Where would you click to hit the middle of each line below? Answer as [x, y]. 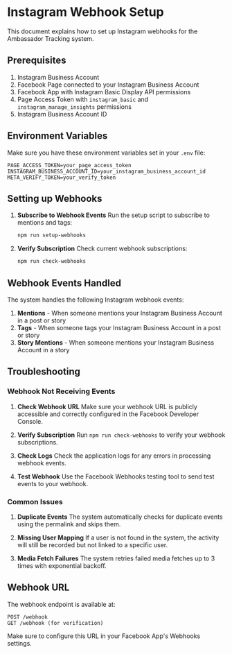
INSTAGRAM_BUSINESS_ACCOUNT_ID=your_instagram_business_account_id [107, 171]
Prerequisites [37, 61]
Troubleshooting [44, 372]
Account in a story [43, 350]
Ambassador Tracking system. [51, 38]
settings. [20, 643]
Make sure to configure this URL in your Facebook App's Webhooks [104, 636]
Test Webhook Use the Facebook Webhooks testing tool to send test [116, 476]
